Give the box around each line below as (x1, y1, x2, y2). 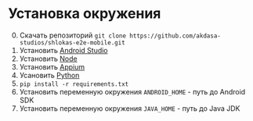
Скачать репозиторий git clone (19, 30, 127, 40)
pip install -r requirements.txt (19, 80, 129, 88)
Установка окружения (8, 5, 161, 23)
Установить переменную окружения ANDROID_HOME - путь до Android (19, 87, 246, 96)
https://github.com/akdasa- (128, 32, 221, 40)
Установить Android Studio (19, 45, 108, 55)
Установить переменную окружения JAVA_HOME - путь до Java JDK (19, 103, 240, 113)
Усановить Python (19, 70, 80, 80)
